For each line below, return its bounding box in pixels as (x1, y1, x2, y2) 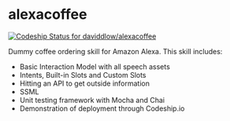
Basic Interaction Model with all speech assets (19, 61, 171, 71)
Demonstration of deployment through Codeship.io (19, 104, 185, 113)
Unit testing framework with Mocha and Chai (19, 95, 165, 104)
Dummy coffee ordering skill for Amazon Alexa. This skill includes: (8, 46, 223, 56)
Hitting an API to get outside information (19, 79, 150, 88)
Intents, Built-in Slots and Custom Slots (19, 70, 147, 79)
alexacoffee (8, 5, 87, 24)
